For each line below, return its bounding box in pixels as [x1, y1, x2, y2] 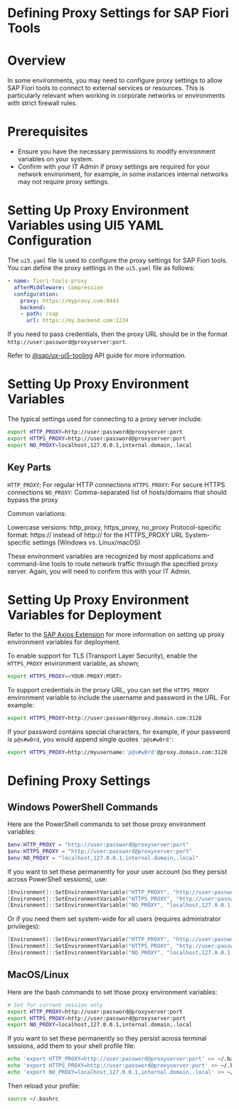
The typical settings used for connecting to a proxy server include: [7, 414, 203, 424]
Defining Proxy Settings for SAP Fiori [7, 5, 229, 21]
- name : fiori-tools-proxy [7, 277, 87, 284]
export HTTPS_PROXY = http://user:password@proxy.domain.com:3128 [7, 714, 202, 722]
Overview [7, 53, 66, 69]
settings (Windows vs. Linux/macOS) [32, 538, 141, 547]
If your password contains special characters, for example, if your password [7, 727, 230, 736]
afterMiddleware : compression [14, 284, 103, 291]
